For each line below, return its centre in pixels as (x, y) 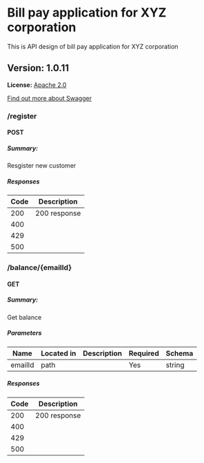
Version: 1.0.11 (38, 68)
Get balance (24, 317)
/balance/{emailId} (40, 268)
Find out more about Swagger (49, 98)
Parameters (24, 333)
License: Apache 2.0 (37, 85)
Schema (180, 353)
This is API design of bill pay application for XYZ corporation (93, 46)
